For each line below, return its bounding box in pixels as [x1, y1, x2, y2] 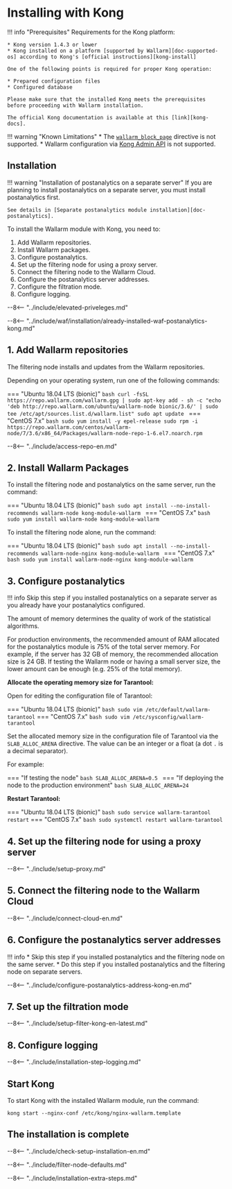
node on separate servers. [7, 967, 83, 976]
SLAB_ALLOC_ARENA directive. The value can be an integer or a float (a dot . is [7, 739, 224, 748]
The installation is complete [7, 1129, 130, 1140]
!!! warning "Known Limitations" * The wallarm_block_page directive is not [7, 132, 216, 140]
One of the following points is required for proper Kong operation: [7, 65, 213, 72]
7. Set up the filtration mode [7, 1001, 129, 1013]
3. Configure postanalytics [7, 575, 125, 587]
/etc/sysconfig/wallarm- [132, 714, 204, 721]
